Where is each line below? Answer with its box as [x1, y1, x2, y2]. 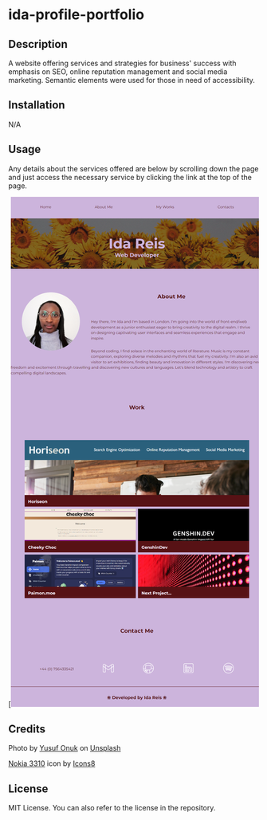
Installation [8, 98, 65, 112]
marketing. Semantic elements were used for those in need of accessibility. [8, 76, 255, 84]
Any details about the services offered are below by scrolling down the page [8, 163, 259, 173]
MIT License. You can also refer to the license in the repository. [8, 803, 216, 813]
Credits [8, 723, 46, 736]
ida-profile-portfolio [8, 6, 145, 24]
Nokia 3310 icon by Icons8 [8, 759, 96, 768]
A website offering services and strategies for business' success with [8, 58, 237, 68]
